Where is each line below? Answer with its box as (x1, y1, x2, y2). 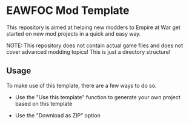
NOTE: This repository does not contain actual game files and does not (6, 42, 184, 49)
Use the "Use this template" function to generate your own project (15, 93, 181, 100)
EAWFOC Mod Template (6, 4, 130, 18)
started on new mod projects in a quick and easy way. (6, 30, 141, 37)
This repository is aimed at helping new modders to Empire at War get (6, 24, 181, 31)
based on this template (15, 100, 73, 107)
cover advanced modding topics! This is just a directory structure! (6, 48, 171, 55)
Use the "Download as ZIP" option (15, 111, 101, 119)
